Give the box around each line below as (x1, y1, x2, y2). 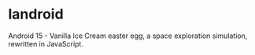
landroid (8, 5, 65, 23)
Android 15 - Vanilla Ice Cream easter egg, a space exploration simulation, (8, 31, 248, 40)
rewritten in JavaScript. (8, 39, 84, 48)
